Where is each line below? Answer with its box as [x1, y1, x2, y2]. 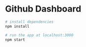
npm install [5, 24, 29, 29]
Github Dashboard [5, 3, 82, 15]
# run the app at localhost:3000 [5, 32, 74, 37]
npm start [5, 37, 26, 42]
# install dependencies [5, 19, 54, 24]
